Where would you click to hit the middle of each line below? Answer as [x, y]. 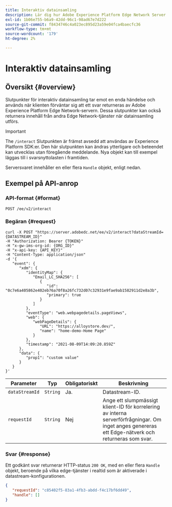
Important [16, 131]
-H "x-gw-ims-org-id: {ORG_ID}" [40, 246]
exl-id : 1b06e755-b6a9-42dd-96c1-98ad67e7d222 [56, 19]
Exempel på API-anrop [42, 184]
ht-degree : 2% [20, 39]
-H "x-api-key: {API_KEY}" [34, 250]
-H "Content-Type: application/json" [46, 255]
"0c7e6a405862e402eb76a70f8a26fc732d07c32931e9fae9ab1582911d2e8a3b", [82, 290]
